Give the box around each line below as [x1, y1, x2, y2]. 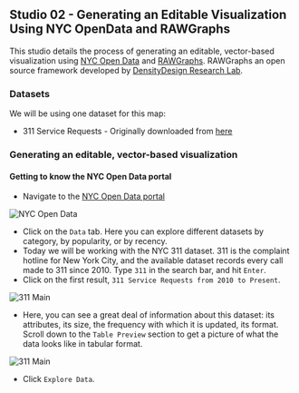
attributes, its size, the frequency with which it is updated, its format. [22, 319, 279, 330]
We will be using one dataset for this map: [9, 108, 166, 119]
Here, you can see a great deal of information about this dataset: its [22, 309, 275, 320]
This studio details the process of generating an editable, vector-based [9, 45, 275, 56]
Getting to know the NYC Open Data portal [9, 171, 172, 182]
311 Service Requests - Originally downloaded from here [22, 126, 233, 137]
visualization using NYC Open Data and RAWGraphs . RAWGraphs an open [9, 54, 285, 66]
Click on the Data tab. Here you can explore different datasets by [22, 226, 265, 237]
